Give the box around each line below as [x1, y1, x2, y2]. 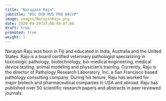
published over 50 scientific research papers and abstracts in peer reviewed [5, 85, 161, 91]
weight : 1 [5, 35, 26, 40]
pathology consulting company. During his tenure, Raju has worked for [5, 74, 149, 80]
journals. [5, 90, 23, 96]
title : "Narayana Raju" [5, 7, 55, 12]
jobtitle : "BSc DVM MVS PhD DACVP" [5, 12, 79, 17]
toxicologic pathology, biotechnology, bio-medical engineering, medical [5, 59, 152, 65]
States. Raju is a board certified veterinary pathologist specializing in [5, 53, 145, 59]
